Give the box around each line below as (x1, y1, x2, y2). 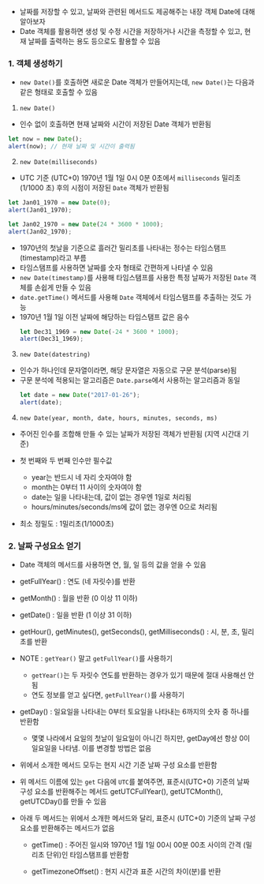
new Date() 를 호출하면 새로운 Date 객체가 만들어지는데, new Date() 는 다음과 (19, 77, 255, 87)
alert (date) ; (19, 399, 63, 406)
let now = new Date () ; (8, 135, 83, 144)
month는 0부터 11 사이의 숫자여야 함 (31, 482, 142, 492)
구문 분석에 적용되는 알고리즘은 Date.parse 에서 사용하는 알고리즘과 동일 (19, 376, 240, 385)
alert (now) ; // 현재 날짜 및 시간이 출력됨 (8, 143, 136, 151)
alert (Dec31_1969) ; (19, 335, 84, 343)
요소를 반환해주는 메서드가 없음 (19, 823, 115, 833)
